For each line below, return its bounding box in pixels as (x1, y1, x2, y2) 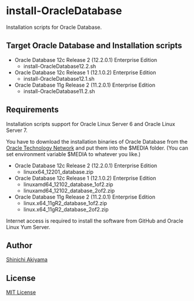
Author (6, 240, 32, 250)
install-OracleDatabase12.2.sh (23, 62, 96, 70)
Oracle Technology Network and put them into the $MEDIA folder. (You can (6, 144, 188, 151)
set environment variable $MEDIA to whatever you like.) (6, 150, 141, 157)
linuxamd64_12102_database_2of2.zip (23, 187, 115, 194)
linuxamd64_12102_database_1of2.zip (23, 181, 113, 188)
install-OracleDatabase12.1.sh (23, 75, 95, 82)
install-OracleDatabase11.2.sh (23, 87, 95, 95)
